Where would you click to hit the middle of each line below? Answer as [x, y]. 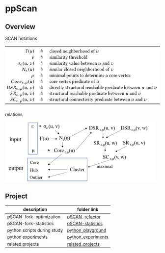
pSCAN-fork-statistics [30, 223]
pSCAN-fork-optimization [34, 217]
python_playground [87, 230]
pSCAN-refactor [84, 217]
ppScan [21, 9]
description [35, 209]
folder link [88, 209]
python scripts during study [35, 230]
